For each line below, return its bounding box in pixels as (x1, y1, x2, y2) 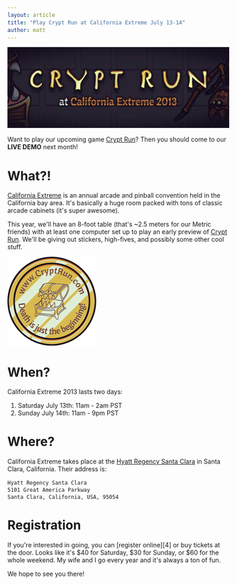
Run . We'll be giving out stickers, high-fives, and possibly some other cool (7, 235, 225, 244)
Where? (7, 434, 55, 450)
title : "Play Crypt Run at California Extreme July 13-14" (7, 18, 186, 26)
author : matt (7, 26, 46, 33)
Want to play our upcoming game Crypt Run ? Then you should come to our (7, 135, 227, 144)
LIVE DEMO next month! (7, 143, 78, 151)
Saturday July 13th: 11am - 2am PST (17, 402, 123, 410)
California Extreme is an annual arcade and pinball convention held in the (7, 191, 221, 200)
